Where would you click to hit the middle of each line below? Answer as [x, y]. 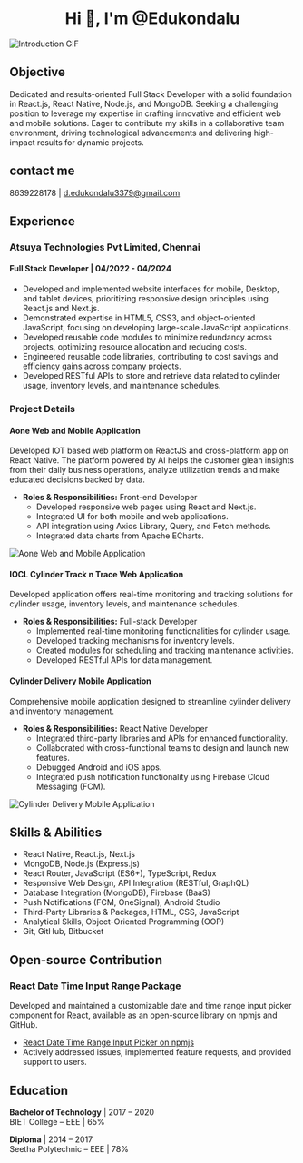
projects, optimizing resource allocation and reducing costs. [135, 347]
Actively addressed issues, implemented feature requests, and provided [157, 1052]
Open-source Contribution [86, 960]
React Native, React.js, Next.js [79, 854]
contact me [42, 171]
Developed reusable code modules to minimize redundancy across [147, 337]
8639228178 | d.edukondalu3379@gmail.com [95, 192]
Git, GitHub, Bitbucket [63, 931]
